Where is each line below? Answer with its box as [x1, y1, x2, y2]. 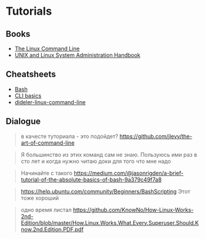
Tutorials [6, 4, 52, 18]
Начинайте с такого [20, 169, 73, 176]
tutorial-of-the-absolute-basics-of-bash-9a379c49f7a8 [20, 176, 162, 183]
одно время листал [20, 206, 72, 213]
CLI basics [14, 92, 42, 99]
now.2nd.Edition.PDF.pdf [20, 226, 84, 233]
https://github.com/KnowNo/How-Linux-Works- [72, 206, 194, 213]
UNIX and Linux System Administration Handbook [14, 51, 141, 59]
